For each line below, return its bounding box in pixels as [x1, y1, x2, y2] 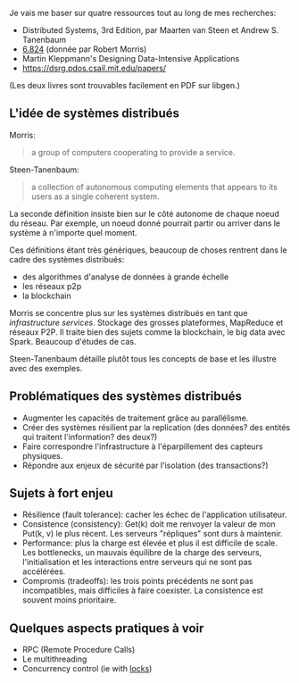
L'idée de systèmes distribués [9, 106, 180, 121]
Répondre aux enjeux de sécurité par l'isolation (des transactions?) [21, 460, 270, 471]
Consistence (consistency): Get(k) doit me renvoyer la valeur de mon [21, 519, 276, 529]
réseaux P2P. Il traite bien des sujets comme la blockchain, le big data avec [9, 326, 286, 337]
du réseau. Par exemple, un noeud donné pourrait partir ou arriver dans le [9, 218, 281, 229]
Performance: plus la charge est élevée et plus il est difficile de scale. [21, 537, 278, 548]
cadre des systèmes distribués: [9, 254, 125, 264]
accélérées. [21, 566, 66, 577]
